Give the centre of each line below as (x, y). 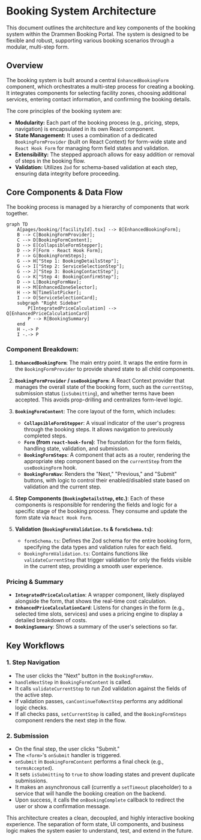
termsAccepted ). (34, 768)
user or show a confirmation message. (62, 806)
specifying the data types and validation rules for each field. (98, 547)
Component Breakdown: (43, 349)
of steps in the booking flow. (50, 161)
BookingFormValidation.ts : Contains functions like (86, 553)
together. (17, 213)
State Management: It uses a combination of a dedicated (86, 135)
